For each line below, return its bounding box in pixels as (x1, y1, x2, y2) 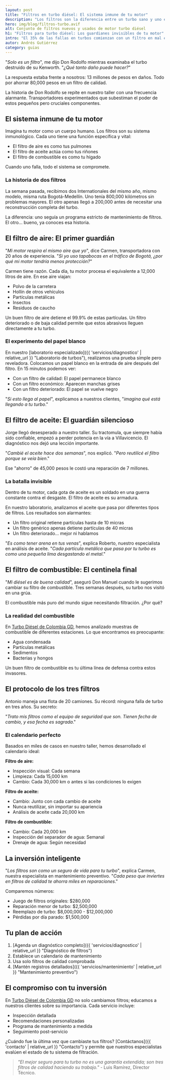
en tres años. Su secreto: (5, 703, 58, 710)
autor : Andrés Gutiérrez (5, 40, 58, 46)
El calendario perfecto (5, 731, 61, 738)
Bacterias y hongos (12, 655, 53, 661)
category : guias (5, 45, 39, 50)
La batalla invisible (5, 478, 52, 485)
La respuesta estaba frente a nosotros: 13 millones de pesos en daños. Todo (5, 74, 164, 80)
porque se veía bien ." (5, 455, 50, 461)
